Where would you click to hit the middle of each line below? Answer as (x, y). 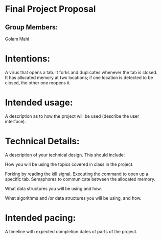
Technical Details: (42, 141)
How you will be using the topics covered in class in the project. (69, 164)
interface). (15, 121)
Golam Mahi (17, 39)
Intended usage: (39, 103)
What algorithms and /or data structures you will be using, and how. (73, 198)
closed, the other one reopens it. (38, 82)
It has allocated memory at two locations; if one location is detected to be (79, 78)
